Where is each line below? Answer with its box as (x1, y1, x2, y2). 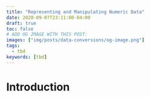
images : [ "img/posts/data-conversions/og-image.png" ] (6, 37, 145, 43)
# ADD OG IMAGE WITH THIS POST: (6, 32, 88, 38)
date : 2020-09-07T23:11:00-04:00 (6, 15, 91, 21)
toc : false (6, 25, 34, 32)
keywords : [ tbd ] (6, 54, 47, 60)
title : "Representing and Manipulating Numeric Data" (6, 8, 145, 15)
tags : (6, 43, 20, 49)
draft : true (6, 20, 36, 26)
